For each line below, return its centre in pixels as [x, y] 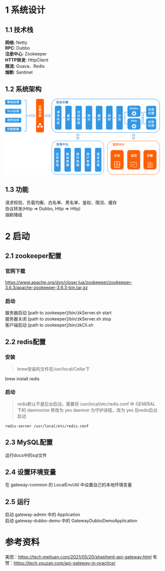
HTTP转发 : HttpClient [27, 60]
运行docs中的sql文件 [26, 455]
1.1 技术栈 [19, 30]
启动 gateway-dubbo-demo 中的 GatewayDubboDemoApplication [71, 521]
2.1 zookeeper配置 [33, 256]
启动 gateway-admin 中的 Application [43, 514]
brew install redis [22, 378]
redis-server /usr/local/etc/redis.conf [47, 426]
